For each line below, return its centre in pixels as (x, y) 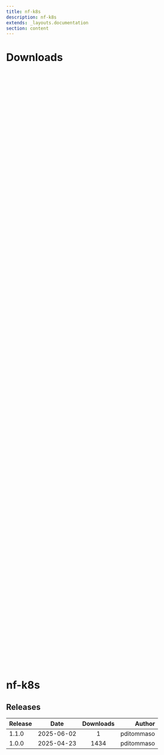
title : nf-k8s (24, 12)
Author (145, 724)
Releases (23, 707)
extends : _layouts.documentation (47, 23)
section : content (28, 28)
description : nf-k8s (32, 17)
